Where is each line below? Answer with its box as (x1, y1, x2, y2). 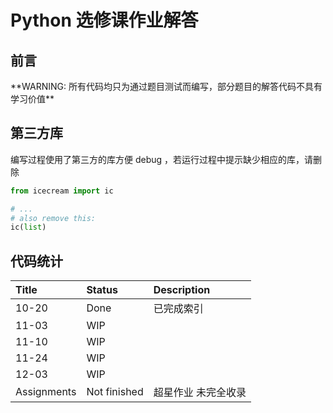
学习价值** (10, 93, 55, 105)
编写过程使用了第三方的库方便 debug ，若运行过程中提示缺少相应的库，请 (10, 153, 314, 165)
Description (153, 283, 211, 297)
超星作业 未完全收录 (153, 386, 247, 400)
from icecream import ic (10, 186, 114, 196)
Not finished (86, 385, 144, 399)
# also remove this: (10, 213, 97, 223)
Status (86, 283, 118, 297)
